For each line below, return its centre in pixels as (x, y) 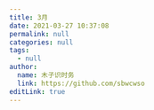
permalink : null (39, 34)
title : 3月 (29, 17)
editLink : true (37, 91)
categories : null (41, 42)
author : (24, 67)
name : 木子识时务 (46, 75)
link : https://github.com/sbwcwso (81, 83)
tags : (19, 51)
